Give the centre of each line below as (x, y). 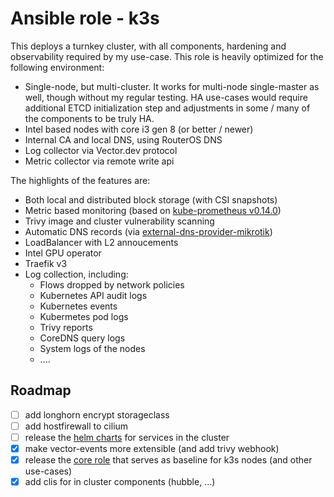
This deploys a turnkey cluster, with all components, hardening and (148, 46)
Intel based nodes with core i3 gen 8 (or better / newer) (139, 129)
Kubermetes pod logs (84, 316)
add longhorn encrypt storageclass (97, 414)
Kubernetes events (78, 306)
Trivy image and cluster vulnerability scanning (119, 221)
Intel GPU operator (63, 253)
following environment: (57, 67)
